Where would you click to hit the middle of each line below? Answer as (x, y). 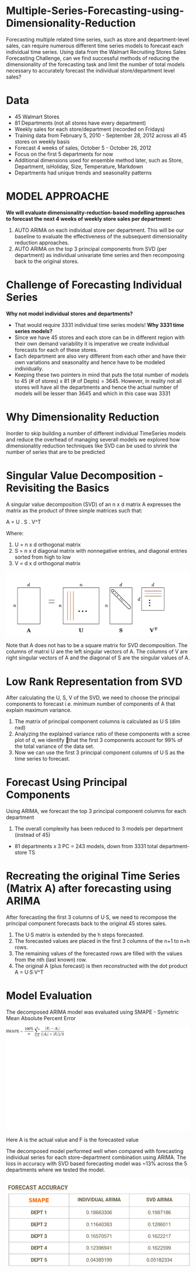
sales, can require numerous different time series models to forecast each (95, 46)
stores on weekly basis (42, 141)
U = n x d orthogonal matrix (48, 544)
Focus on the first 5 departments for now (64, 154)
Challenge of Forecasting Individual (94, 285)
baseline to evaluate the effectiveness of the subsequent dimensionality (101, 236)
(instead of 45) (32, 835)
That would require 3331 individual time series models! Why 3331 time (99, 325)
